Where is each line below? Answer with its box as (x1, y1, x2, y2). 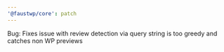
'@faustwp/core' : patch (7, 10, 77, 17)
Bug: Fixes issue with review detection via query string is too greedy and (7, 29, 218, 37)
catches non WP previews (7, 36, 83, 45)
